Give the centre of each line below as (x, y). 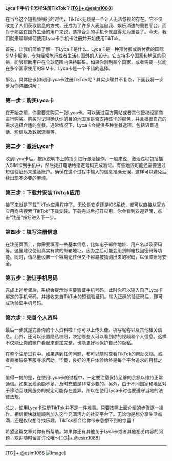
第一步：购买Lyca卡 (30, 100)
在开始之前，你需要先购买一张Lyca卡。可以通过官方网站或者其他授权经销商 (84, 113)
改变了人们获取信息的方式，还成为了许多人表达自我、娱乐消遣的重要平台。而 (86, 25)
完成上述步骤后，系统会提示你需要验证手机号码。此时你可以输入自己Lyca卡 (84, 290)
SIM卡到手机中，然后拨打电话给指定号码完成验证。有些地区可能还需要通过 (88, 165)
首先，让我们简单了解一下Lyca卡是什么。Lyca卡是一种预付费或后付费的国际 (85, 49)
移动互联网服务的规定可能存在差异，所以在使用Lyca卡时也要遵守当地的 (84, 390)
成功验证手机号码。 (26, 303)
